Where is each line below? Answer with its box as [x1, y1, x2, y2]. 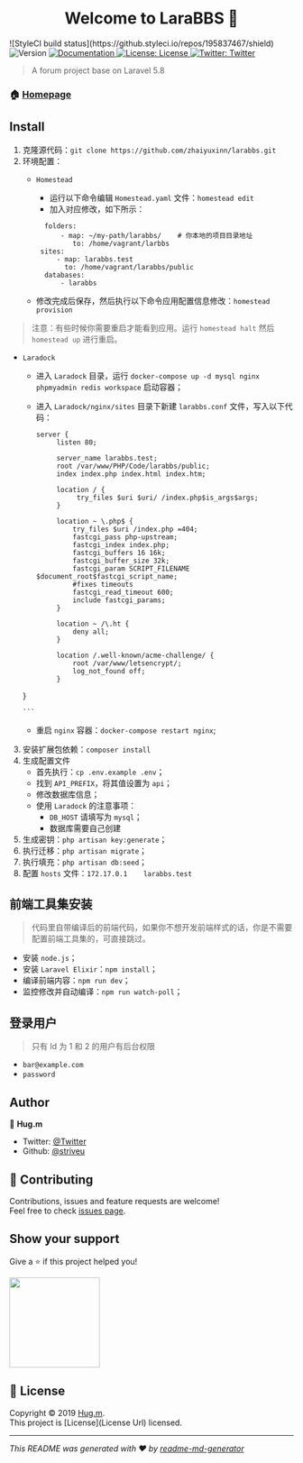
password [22, 1070, 56, 1080]
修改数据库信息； [35, 789, 100, 800]
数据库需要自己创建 [49, 822, 122, 833]
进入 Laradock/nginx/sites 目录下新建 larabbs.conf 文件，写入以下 [35, 400, 286, 411]
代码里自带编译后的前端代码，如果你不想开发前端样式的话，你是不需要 [31, 922, 293, 933]
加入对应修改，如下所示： [49, 203, 145, 215]
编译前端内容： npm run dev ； [22, 975, 131, 986]
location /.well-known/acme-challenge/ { [56, 651, 215, 660]
